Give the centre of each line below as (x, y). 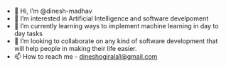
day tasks (28, 33)
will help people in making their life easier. (75, 49)
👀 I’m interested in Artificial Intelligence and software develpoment (111, 18)
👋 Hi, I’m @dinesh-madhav (53, 11)
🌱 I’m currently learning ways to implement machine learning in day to (116, 26)
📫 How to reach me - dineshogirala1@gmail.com (86, 56)
